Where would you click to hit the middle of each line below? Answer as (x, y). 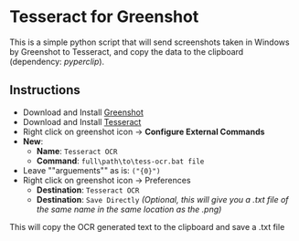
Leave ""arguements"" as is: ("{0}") (91, 170)
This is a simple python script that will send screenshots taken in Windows (149, 42)
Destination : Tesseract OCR (88, 190)
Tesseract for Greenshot (104, 17)
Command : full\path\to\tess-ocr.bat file (120, 161)
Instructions (45, 90)
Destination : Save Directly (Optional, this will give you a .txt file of (163, 199)
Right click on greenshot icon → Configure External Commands (144, 131)
